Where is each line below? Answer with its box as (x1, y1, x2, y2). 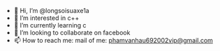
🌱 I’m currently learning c (13, 21, 87, 29)
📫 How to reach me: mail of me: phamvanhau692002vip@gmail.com (13, 37, 213, 44)
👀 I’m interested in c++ (13, 14, 80, 22)
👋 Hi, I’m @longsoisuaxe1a (13, 7, 89, 14)
